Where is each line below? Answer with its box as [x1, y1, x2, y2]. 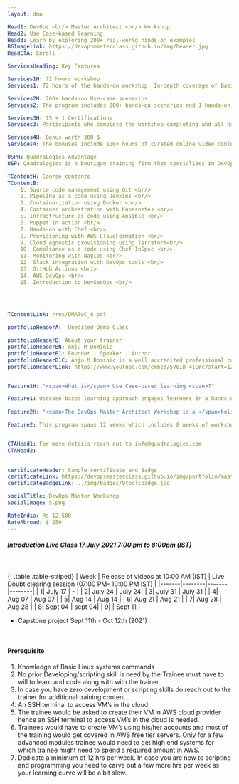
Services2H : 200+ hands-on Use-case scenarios [7, 95, 148, 102]
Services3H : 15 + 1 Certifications [7, 115, 113, 122]
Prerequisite [7, 647, 45, 655]
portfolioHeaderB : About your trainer [7, 337, 122, 344]
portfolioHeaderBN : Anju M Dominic [7, 343, 113, 350]
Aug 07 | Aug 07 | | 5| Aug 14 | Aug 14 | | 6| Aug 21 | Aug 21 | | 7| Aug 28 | [7, 595, 222, 604]
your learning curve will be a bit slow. [17, 768, 127, 777]
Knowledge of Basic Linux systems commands [17, 662, 155, 671]
